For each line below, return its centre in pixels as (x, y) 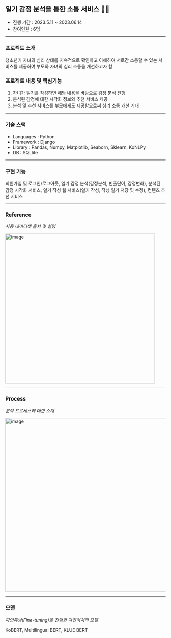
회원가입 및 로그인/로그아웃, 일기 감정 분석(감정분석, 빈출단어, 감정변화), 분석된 (83, 183)
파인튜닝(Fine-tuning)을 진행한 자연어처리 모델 (52, 620)
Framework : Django (34, 142)
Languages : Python (34, 136)
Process (16, 399)
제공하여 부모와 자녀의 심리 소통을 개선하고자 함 (66, 67)
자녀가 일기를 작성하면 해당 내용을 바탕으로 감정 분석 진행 (69, 93)
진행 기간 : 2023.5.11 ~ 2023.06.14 (47, 22)
